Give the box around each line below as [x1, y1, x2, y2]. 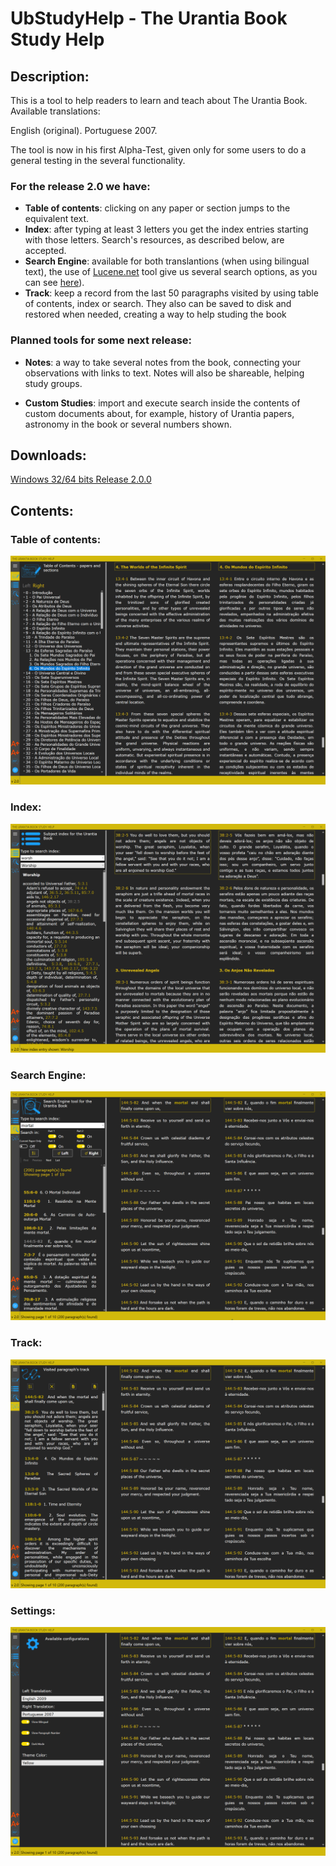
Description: [10, 68, 90, 85]
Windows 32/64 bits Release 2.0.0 [10, 473, 152, 486]
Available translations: [10, 105, 101, 117]
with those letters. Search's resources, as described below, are [24, 234, 285, 246]
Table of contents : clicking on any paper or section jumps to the [24, 202, 291, 214]
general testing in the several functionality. [10, 155, 186, 166]
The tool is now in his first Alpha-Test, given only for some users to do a [10, 144, 307, 156]
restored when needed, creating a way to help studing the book [24, 308, 287, 321]
